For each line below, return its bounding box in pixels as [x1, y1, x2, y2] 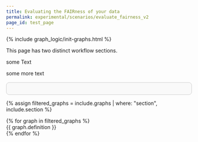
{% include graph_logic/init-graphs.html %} [6, 36, 112, 43]
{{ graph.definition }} [6, 124, 57, 131]
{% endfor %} [6, 130, 40, 137]
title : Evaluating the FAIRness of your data [6, 8, 120, 15]
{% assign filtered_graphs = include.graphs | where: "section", [6, 100, 158, 107]
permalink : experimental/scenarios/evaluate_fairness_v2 [6, 14, 149, 20]
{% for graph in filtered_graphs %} [6, 117, 90, 124]
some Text [6, 58, 32, 65]
